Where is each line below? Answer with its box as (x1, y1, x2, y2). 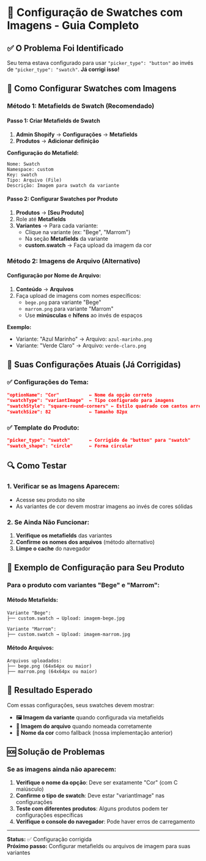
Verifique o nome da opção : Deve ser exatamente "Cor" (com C (15, 779, 178, 786)
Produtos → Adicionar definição (15, 137, 100, 145)
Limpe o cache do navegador (15, 545, 90, 552)
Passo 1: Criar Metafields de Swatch (7, 116, 100, 124)
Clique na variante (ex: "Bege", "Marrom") (24, 228, 131, 235)
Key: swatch (7, 172, 37, 178)
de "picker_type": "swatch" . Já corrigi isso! (7, 66, 120, 73)
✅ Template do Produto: (7, 423, 79, 431)
